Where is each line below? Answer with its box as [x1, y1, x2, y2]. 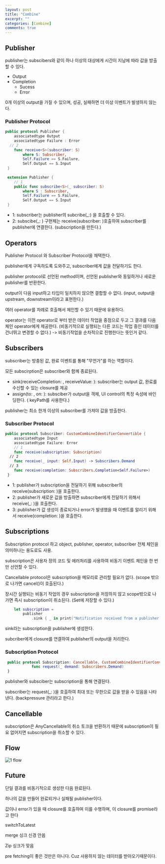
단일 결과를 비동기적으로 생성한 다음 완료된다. [5, 785, 92, 791]
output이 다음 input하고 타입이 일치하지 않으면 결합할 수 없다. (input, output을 [5, 290, 155, 296]
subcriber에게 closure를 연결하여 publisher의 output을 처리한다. [5, 636, 130, 642]
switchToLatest [5, 822, 36, 828]
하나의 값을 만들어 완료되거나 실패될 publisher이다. [5, 796, 103, 801]
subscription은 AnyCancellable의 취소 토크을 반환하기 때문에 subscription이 [5, 723, 154, 729]
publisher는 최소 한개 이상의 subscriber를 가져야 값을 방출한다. [5, 407, 127, 414]
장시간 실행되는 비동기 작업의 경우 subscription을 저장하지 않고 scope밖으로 [5, 591, 151, 597]
